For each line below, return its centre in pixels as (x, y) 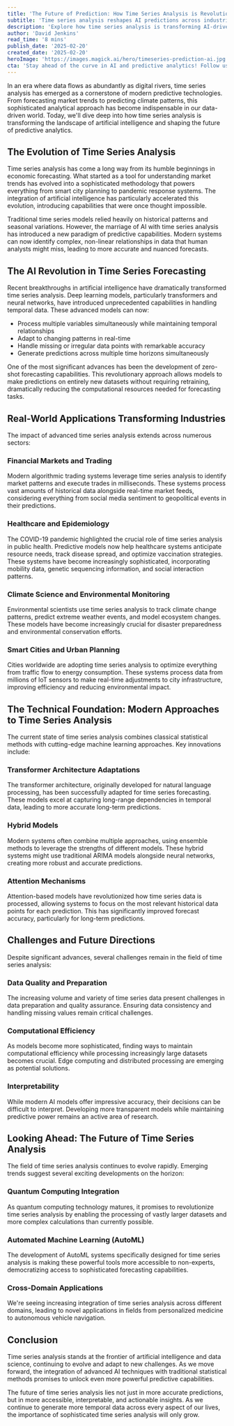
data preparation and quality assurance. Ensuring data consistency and (109, 1006)
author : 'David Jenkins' (43, 33)
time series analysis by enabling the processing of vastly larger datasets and (117, 1214)
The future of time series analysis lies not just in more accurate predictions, (116, 1392)
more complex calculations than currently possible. (81, 1221)
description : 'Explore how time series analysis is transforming (104, 27)
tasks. (16, 397)
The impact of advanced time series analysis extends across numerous (109, 435)
